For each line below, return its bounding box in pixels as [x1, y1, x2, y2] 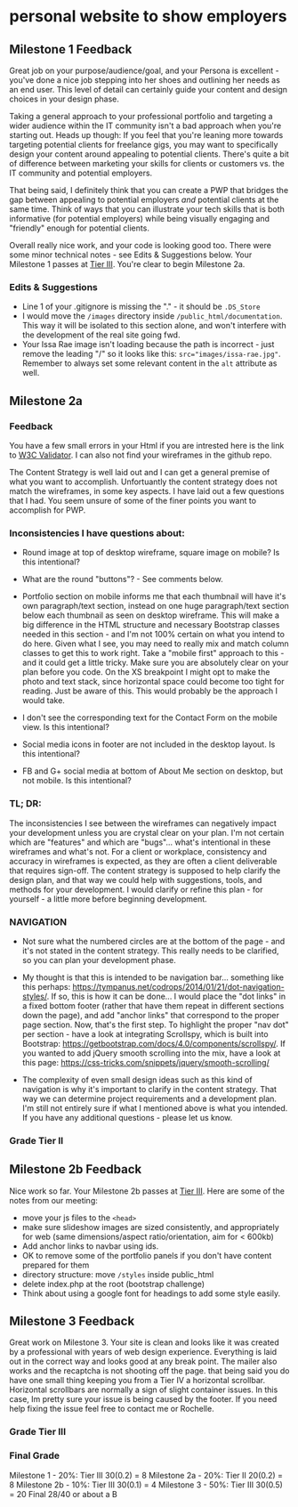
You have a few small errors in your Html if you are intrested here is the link [9, 440, 285, 450]
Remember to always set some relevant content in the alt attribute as [21, 358, 278, 369]
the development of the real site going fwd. [21, 329, 181, 340]
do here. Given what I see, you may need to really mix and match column [21, 638, 289, 649]
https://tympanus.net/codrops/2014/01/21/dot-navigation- [72, 981, 285, 992]
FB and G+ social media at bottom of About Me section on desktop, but [21, 766, 283, 776]
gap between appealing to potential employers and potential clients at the [9, 194, 279, 205]
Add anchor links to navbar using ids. [21, 1240, 159, 1252]
